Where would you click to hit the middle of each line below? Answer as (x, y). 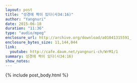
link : (11, 47)
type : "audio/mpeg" (26, 33)
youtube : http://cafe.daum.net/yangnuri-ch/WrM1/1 (64, 51)
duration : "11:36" (24, 28)
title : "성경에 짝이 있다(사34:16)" (40, 14)
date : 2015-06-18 (23, 24)
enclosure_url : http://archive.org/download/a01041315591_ (68, 38)
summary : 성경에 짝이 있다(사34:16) (40, 56)
